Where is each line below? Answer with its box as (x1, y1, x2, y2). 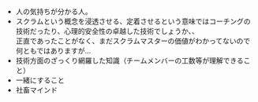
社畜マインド (15, 86, 58, 94)
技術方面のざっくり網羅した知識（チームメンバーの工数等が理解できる (15, 56, 245, 65)
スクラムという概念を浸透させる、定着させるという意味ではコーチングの (15, 16, 251, 26)
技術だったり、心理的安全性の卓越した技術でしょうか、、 (15, 27, 199, 35)
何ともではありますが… (15, 46, 92, 55)
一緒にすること (15, 75, 65, 85)
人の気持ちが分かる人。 (15, 7, 92, 16)
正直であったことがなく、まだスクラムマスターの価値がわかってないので (15, 36, 251, 46)
